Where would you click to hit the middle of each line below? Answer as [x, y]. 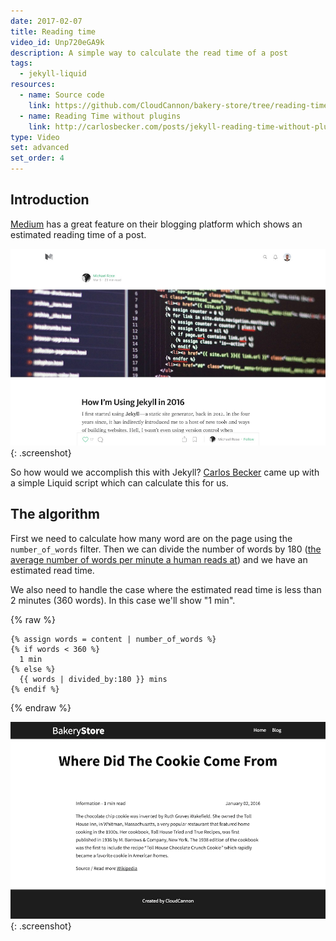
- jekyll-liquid [53, 74]
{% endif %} [35, 689]
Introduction [50, 200]
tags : [21, 63]
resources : [33, 85]
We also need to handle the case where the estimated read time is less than [166, 589]
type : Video [35, 137]
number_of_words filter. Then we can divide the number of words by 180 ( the [166, 549]
